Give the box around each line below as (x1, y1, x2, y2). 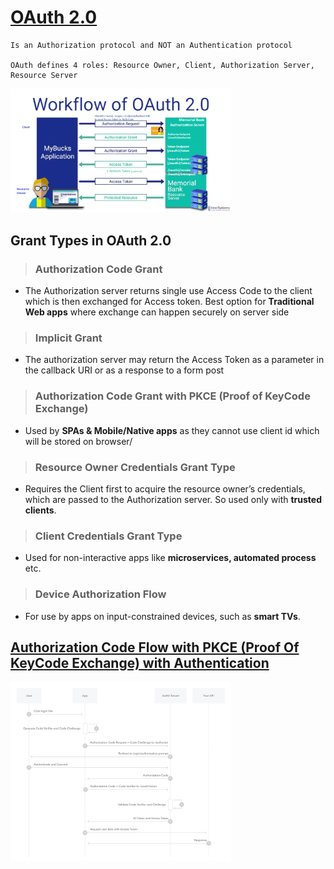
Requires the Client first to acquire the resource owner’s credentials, (24, 482, 306, 495)
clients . (24, 504, 57, 516)
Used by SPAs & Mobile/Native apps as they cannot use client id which (24, 424, 320, 436)
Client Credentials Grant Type (34, 529, 183, 543)
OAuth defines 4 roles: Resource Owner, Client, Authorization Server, (10, 60, 315, 70)
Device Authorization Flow (34, 587, 167, 601)
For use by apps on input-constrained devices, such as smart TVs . (24, 610, 301, 622)
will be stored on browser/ (24, 435, 133, 447)
